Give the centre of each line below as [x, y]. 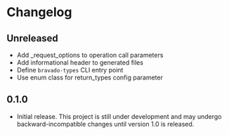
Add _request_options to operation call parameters [90, 55]
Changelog [39, 12]
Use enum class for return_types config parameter [90, 77]
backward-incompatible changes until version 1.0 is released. [105, 124]
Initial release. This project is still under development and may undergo [119, 116]
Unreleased [33, 38]
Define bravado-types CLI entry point [70, 70]
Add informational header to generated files [80, 63]
